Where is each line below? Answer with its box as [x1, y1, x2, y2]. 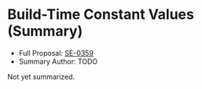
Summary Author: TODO [18, 57, 98, 66]
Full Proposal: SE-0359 [18, 48, 94, 57]
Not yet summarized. [7, 72, 75, 81]
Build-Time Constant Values [7, 6, 194, 24]
